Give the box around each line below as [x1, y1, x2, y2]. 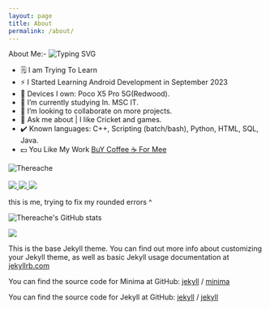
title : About [8, 19, 53, 28]
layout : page [8, 11, 53, 20]
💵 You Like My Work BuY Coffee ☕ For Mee [19, 145, 167, 155]
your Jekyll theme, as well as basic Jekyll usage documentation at [8, 253, 229, 262]
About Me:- [8, 49, 47, 59]
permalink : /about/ [8, 27, 75, 35]
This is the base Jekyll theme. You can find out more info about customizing [8, 244, 262, 253]
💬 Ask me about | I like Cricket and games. [19, 115, 162, 125]
